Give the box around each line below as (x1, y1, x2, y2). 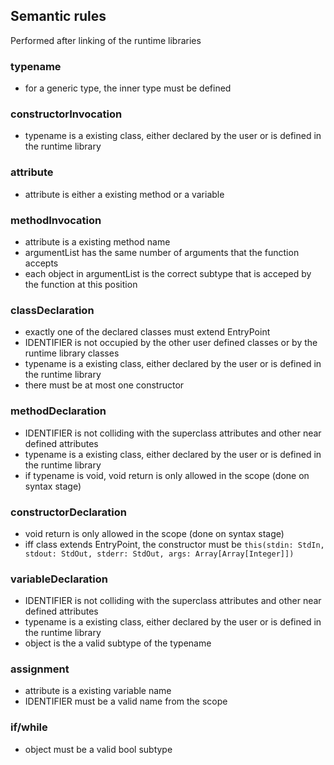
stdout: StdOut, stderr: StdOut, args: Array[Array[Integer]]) (24, 549, 295, 559)
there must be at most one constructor (24, 379, 185, 391)
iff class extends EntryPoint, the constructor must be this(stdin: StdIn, (24, 538, 325, 550)
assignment (10, 662, 70, 676)
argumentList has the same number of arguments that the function (24, 247, 300, 258)
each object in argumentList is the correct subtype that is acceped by (24, 268, 312, 279)
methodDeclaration (10, 404, 107, 418)
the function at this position (24, 279, 138, 290)
